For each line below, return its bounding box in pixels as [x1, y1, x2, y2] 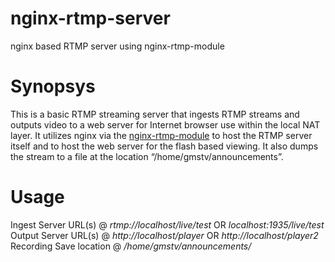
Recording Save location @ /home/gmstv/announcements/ [10, 240, 252, 252]
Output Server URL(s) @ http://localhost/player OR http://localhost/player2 [10, 229, 319, 241]
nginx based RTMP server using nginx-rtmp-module [10, 40, 225, 52]
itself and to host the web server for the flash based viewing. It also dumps [10, 140, 319, 152]
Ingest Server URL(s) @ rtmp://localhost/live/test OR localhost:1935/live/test [10, 218, 325, 231]
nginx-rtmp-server [10, 7, 171, 30]
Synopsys [10, 75, 96, 98]
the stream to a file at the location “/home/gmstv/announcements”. [10, 150, 284, 162]
